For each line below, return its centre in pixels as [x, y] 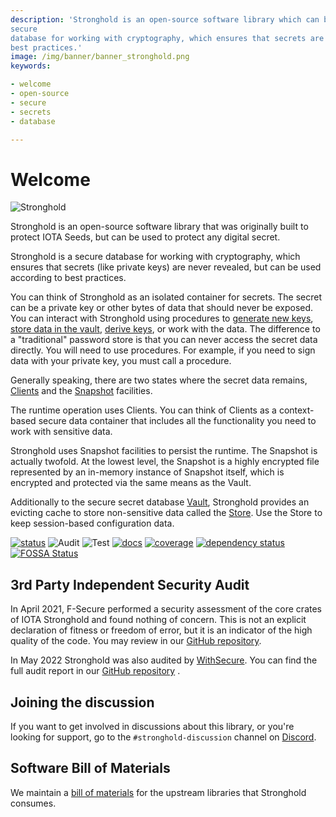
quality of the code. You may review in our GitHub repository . [136, 641]
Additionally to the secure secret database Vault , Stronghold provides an [160, 502]
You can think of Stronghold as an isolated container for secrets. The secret [166, 297]
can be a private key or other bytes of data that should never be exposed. [162, 308]
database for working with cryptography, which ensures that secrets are [167, 38]
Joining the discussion [82, 702]
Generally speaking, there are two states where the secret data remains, [159, 380]
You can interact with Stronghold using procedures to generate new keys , [162, 318]
